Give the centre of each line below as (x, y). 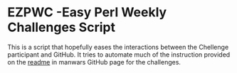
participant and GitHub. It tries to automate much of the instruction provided (119, 55)
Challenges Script (62, 27)
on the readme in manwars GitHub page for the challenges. (94, 62)
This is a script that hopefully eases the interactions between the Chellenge (118, 47)
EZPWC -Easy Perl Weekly (87, 12)
